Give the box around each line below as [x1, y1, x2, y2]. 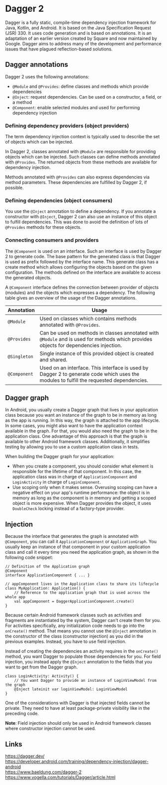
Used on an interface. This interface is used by [39, 364, 149, 371]
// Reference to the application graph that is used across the [14, 590, 150, 596]
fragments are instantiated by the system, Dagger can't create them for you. [5, 618, 161, 624]
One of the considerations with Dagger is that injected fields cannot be [5, 700, 150, 706]
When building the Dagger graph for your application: [5, 454, 115, 460]
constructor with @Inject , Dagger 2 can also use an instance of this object [5, 214, 158, 220]
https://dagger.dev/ [5, 753, 45, 759]
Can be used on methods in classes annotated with [39, 329, 159, 336]
